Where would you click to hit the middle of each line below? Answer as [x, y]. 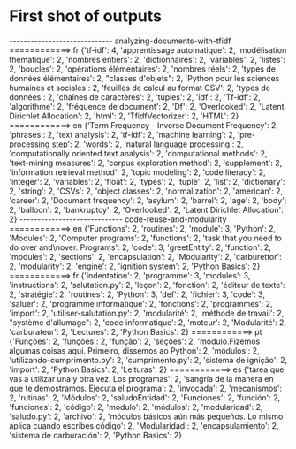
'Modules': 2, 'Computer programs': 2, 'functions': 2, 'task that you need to [146, 238]
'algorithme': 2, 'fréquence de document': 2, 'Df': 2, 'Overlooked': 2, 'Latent [147, 106]
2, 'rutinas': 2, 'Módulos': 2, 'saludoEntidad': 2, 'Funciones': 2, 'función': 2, [145, 397]
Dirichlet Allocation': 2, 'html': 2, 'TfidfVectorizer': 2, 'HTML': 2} [124, 116]
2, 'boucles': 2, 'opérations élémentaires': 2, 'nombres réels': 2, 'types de [143, 69]
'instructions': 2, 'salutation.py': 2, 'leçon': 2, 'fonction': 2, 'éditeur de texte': [147, 285]
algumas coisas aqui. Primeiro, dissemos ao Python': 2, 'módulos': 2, [134, 350]
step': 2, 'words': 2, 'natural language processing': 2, [148, 144]
